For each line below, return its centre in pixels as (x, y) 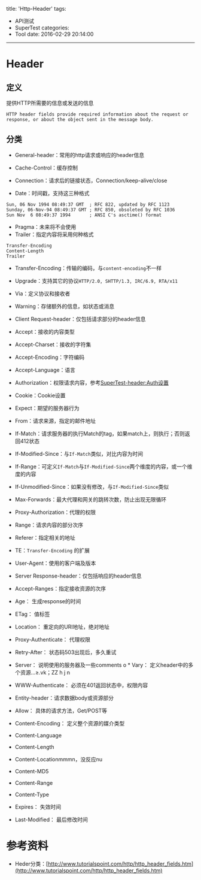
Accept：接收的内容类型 (45, 331)
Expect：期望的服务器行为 (47, 408)
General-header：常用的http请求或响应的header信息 (80, 155)
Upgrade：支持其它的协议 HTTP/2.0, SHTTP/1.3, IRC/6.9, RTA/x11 (96, 280)
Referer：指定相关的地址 (45, 537)
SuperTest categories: (42, 28)
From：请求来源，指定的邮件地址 (55, 421)
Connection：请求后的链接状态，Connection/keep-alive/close (91, 180)
